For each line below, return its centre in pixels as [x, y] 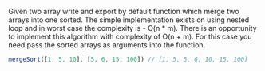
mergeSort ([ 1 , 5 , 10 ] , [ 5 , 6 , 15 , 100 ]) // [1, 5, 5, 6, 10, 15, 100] [128, 59]
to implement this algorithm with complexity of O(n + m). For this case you [130, 36]
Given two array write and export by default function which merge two [124, 11]
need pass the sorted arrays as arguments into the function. [107, 45]
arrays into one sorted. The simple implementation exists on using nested [129, 20]
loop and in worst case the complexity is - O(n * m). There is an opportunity [132, 28]
